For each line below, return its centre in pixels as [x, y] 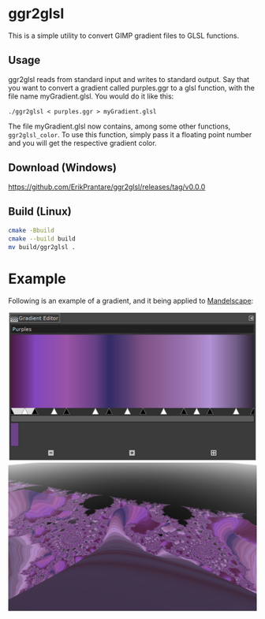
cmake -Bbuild [32, 231]
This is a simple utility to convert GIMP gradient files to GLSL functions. [123, 35]
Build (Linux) [40, 211]
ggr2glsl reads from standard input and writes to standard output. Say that [129, 79]
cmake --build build [42, 239]
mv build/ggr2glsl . [42, 248]
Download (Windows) [62, 168]
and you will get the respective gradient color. [82, 143]
